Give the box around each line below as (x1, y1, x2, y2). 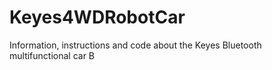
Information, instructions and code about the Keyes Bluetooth (9, 39, 262, 51)
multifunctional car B (9, 49, 96, 61)
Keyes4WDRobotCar (9, 6, 186, 29)
